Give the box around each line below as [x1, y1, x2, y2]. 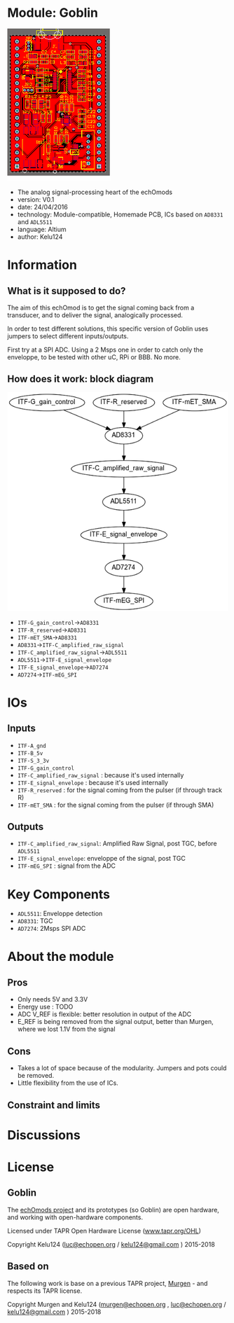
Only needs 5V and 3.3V [17, 995, 88, 1004]
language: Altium [17, 225, 67, 233]
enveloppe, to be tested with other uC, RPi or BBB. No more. [7, 352, 181, 361]
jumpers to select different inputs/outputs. [7, 331, 129, 340]
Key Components [7, 886, 111, 902]
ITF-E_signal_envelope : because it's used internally [17, 778, 168, 787]
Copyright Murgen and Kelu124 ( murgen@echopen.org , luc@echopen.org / [7, 1300, 226, 1308]
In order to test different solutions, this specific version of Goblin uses [7, 324, 209, 333]
